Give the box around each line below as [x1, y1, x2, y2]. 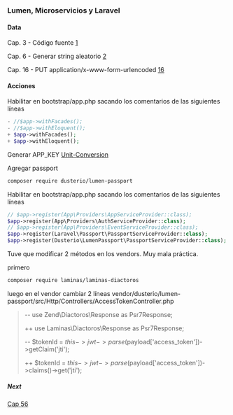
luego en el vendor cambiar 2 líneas [7, 289, 111, 297]
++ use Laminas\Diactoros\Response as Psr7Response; [24, 324, 184, 332]
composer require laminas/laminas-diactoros [7, 277, 139, 284]
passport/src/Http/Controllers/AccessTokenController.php [7, 297, 174, 305]
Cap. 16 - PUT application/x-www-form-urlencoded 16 [7, 66, 164, 74]
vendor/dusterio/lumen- [111, 289, 181, 297]
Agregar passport [7, 164, 58, 172]
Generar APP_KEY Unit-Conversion [7, 150, 109, 159]
